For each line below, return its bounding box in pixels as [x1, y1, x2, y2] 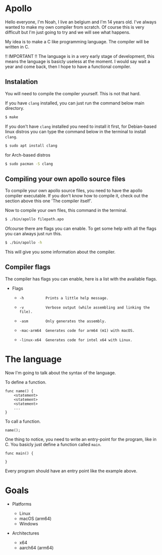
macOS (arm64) [19, 516, 52, 521]
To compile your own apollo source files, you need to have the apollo [5, 188, 143, 193]
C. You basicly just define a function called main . [5, 441, 102, 447]
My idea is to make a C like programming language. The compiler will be [5, 38, 149, 44]
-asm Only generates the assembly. [19, 319, 107, 324]
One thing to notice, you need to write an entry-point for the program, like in [5, 436, 157, 442]
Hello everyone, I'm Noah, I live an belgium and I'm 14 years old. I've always [5, 19, 157, 25]
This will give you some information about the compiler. [5, 249, 115, 255]
